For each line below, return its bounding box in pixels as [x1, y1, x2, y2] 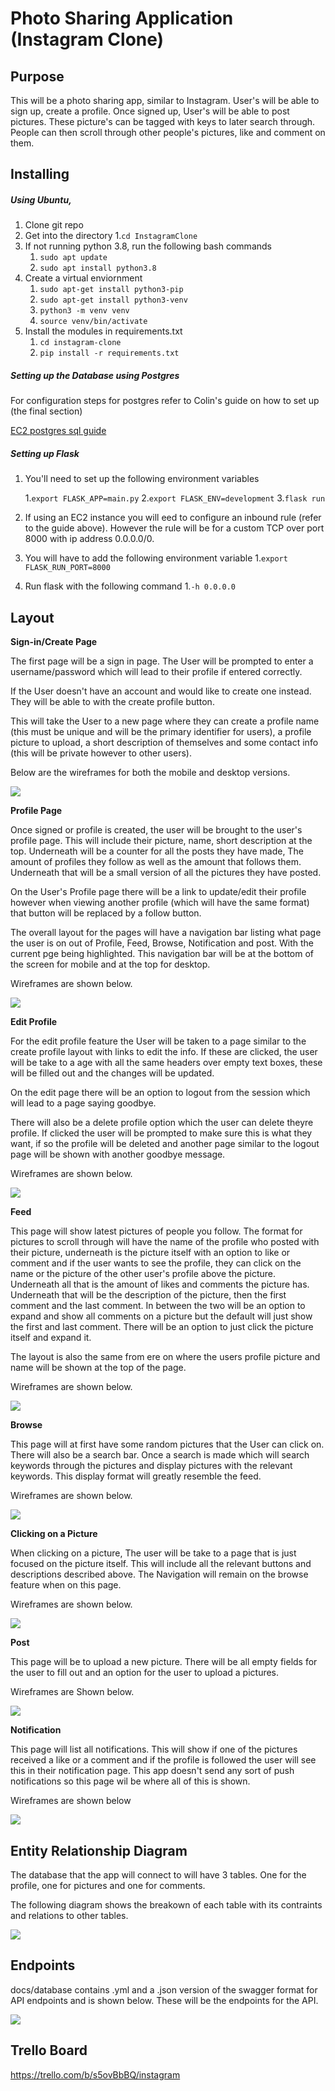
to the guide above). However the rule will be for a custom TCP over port [24, 522, 325, 534]
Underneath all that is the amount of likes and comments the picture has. [10, 1278, 310, 1291]
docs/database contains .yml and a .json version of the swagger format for [10, 1983, 318, 1996]
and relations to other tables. [10, 1909, 129, 1921]
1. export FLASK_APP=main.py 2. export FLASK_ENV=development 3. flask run [24, 492, 326, 504]
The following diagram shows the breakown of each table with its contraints [10, 1898, 323, 1911]
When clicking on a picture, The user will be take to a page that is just [10, 1547, 297, 1559]
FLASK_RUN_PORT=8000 [24, 563, 111, 573]
